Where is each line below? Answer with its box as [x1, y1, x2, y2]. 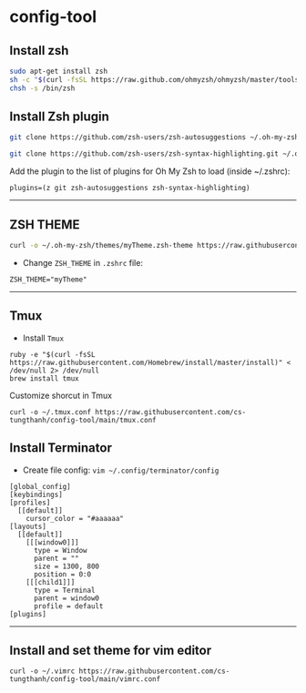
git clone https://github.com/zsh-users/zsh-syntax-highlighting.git [9, 149, 280, 158]
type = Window [33, 545, 88, 555]
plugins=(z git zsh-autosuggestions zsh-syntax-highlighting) [9, 184, 250, 193]
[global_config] [9, 482, 71, 491]
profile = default [33, 601, 104, 611]
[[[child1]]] [25, 577, 76, 586]
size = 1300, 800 [33, 562, 100, 571]
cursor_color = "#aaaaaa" [25, 514, 125, 523]
